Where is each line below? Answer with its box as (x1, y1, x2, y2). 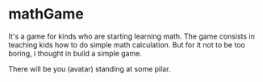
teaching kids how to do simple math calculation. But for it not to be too (8, 39, 246, 49)
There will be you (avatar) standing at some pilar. (8, 64, 171, 73)
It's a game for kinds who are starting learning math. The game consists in (8, 31, 256, 41)
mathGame (8, 5, 85, 23)
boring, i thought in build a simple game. (8, 48, 143, 58)
